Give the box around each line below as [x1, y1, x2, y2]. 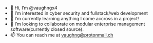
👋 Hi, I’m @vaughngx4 [10, 5, 58, 11]
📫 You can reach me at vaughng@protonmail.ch [10, 32, 113, 38]
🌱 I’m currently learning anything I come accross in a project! [10, 16, 139, 21]
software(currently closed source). [10, 26, 84, 32]
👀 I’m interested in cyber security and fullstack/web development [10, 10, 148, 16]
